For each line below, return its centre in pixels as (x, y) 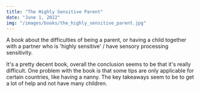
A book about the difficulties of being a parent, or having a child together (96, 40)
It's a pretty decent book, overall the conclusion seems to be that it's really (98, 64)
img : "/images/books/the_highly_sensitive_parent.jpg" (76, 23)
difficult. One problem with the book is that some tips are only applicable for (100, 71)
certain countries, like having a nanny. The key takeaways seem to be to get (100, 77)
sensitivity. (20, 53)
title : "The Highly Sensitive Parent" (55, 12)
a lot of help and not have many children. (57, 83)
